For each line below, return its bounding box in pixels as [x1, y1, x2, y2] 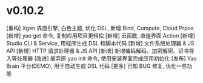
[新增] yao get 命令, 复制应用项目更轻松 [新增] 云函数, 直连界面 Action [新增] [6, 32, 195, 39]
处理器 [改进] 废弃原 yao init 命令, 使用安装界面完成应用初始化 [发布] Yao [16, 55, 197, 62]
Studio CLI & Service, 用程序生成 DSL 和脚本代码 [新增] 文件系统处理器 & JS [6, 39, 195, 47]
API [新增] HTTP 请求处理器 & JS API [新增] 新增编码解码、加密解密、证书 [6, 47, 190, 55]
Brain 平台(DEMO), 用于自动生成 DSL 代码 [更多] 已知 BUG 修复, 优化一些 [6, 62, 187, 70]
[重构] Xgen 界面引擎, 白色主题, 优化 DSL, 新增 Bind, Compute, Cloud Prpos [6, 24, 194, 32]
